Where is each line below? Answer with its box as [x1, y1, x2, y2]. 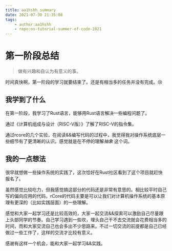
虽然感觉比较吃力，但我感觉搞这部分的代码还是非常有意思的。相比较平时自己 [5, 186, 167, 193]
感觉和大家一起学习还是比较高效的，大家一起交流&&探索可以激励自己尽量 [5, 210, 160, 216]
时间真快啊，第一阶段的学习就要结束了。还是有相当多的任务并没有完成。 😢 [5, 79, 163, 85]
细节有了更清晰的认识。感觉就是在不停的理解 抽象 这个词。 [9, 138, 132, 144]
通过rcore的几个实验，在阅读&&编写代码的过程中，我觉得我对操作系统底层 [5, 132, 161, 138]
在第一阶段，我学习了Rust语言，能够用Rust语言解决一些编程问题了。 [5, 110, 150, 116]
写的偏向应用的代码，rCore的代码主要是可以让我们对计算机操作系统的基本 [5, 193, 161, 199]
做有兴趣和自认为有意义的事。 [17, 68, 81, 74]
